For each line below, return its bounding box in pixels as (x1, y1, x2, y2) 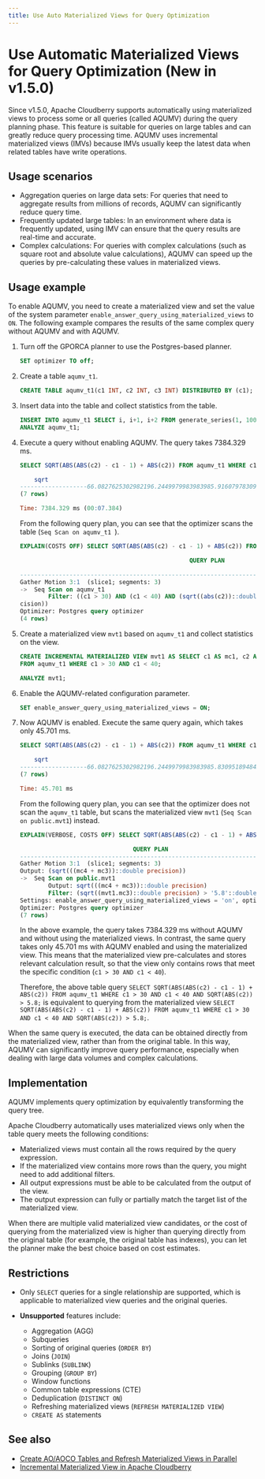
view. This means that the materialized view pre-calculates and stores (19, 951, 247, 960)
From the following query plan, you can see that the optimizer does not (19, 799, 250, 808)
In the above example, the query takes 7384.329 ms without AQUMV (19, 926, 243, 935)
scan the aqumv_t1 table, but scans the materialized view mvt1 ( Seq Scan (19, 807, 252, 817)
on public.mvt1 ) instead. (19, 815, 100, 825)
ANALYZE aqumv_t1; (19, 423, 80, 431)
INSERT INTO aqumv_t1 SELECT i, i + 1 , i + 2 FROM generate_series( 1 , (19, 415, 243, 424)
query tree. (8, 1105, 45, 1116)
